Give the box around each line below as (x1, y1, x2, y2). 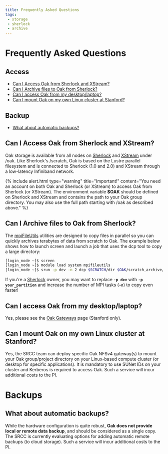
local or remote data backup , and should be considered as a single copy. (5, 428, 156, 434)
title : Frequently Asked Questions (5, 7, 79, 13)
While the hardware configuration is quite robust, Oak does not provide (5, 422, 152, 428)
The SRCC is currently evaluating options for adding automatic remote (5, 433, 150, 439)
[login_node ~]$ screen (5, 258, 55, 263)
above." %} (5, 204, 28, 210)
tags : (5, 12, 16, 17)
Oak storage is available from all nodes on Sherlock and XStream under (5, 152, 152, 158)
